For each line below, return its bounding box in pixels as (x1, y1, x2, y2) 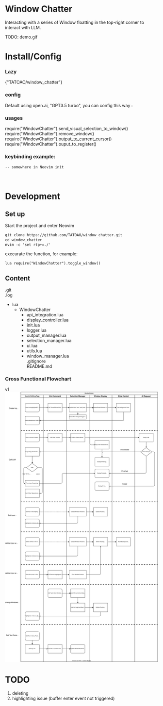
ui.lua (26, 343, 38, 349)
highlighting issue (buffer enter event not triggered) (12, 695, 115, 702)
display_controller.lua (26, 317, 69, 323)
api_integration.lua (26, 312, 64, 318)
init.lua (26, 322, 40, 328)
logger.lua (26, 328, 47, 333)
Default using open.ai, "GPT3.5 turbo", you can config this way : (5, 102, 133, 108)
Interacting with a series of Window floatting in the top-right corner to (5, 19, 145, 25)
